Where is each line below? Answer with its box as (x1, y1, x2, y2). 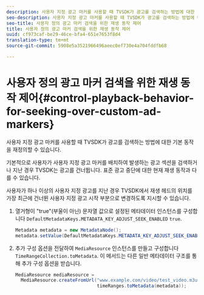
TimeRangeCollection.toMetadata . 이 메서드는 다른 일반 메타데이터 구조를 (15, 252, 191, 259)
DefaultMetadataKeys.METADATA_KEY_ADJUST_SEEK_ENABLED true (26, 216, 181, 222)
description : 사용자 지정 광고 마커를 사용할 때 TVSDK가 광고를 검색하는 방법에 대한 (6, 8, 195, 15)
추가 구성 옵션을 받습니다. (21, 259, 82, 267)
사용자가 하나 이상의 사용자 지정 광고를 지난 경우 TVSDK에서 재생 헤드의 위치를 (6, 186, 192, 194)
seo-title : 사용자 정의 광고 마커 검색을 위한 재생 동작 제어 (6, 20, 141, 26)
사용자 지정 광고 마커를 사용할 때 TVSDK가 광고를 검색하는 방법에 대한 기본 (6, 138, 183, 146)
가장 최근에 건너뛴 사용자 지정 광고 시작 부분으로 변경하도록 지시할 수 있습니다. (6, 194, 191, 202)
